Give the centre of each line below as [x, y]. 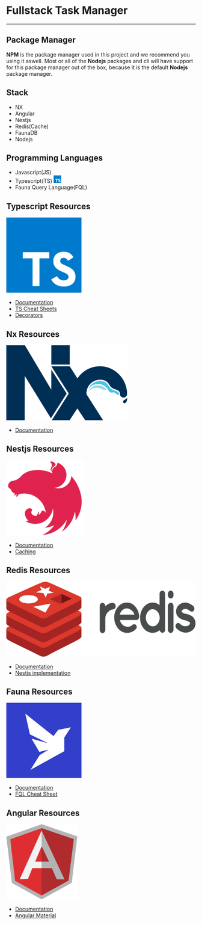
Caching [25, 552]
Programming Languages [55, 158]
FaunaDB [26, 132]
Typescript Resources [48, 206]
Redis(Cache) [32, 126]
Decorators [29, 315]
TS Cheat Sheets [36, 309]
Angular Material [35, 915]
